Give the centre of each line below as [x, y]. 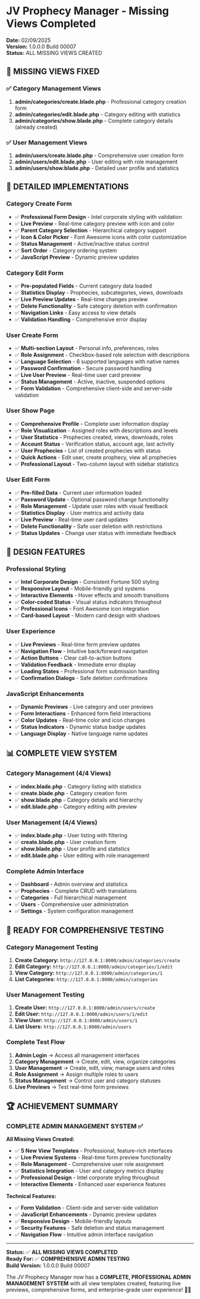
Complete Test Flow [36, 1042]
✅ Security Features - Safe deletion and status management [90, 1228]
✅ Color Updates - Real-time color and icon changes [80, 720]
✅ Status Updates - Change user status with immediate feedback [96, 533]
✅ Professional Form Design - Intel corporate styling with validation [98, 216]
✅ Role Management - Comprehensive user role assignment [89, 1164]
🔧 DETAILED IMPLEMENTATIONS [68, 187]
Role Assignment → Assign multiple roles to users [76, 1074]
